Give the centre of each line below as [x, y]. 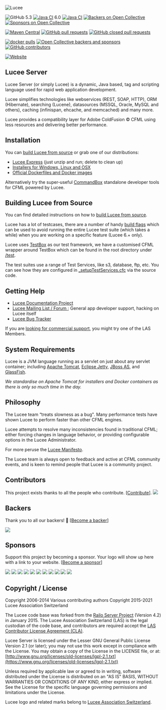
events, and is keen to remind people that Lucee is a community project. [79, 464]
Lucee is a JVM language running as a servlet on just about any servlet [78, 361]
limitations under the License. [35, 693]
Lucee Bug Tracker [32, 319]
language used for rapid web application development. [61, 89]
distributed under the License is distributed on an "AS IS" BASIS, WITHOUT [82, 677]
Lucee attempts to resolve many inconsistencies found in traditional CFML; [81, 429]
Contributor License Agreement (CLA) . [45, 631]
